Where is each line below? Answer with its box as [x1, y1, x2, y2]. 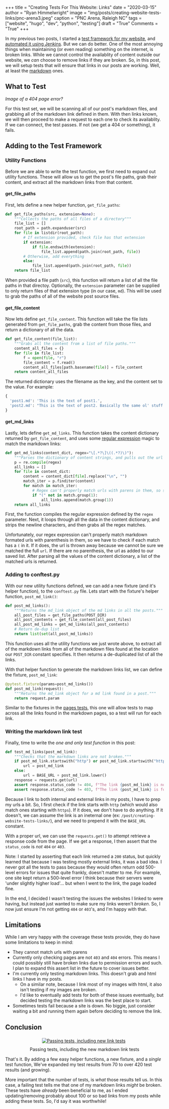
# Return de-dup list [14, 626, 59, 632]
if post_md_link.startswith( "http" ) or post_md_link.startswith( [14, 759, 154, 764]
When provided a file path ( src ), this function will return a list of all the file [5, 277, 158, 283]
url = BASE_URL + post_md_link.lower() [23, 773, 107, 778]
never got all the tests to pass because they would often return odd [5, 864, 145, 870]
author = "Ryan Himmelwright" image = [5, 10, 87, 16]
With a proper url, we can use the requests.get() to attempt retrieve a [5, 833, 150, 839]
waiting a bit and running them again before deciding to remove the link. [12, 1008, 162, 1015]
